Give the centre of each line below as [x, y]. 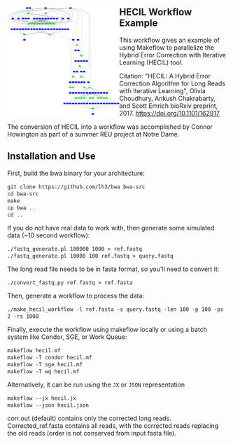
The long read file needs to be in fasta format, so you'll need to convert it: [113, 269]
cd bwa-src [23, 194]
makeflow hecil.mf [34, 350]
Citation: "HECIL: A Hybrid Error [165, 76]
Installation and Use [51, 157]
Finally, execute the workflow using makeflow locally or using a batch [107, 329]
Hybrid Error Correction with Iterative [172, 55]
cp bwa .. [22, 208]
